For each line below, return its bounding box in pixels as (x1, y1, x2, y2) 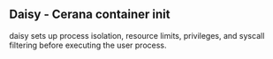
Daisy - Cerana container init (9, 7, 171, 22)
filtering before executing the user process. (9, 40, 167, 50)
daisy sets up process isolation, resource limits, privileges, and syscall (9, 30, 265, 41)
